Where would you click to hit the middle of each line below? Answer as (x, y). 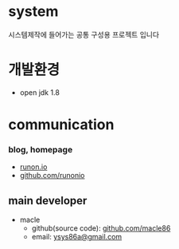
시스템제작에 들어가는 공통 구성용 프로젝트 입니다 (84, 34)
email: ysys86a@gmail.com (77, 237)
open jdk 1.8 (39, 92)
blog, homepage (41, 149)
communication (61, 125)
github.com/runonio (52, 176)
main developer (48, 201)
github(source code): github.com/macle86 (101, 228)
